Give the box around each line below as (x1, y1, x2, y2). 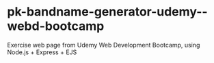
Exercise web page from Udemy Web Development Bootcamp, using (7, 41, 200, 49)
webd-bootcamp (7, 18, 105, 34)
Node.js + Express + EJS (7, 48, 77, 56)
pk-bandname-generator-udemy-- (7, 4, 208, 20)
